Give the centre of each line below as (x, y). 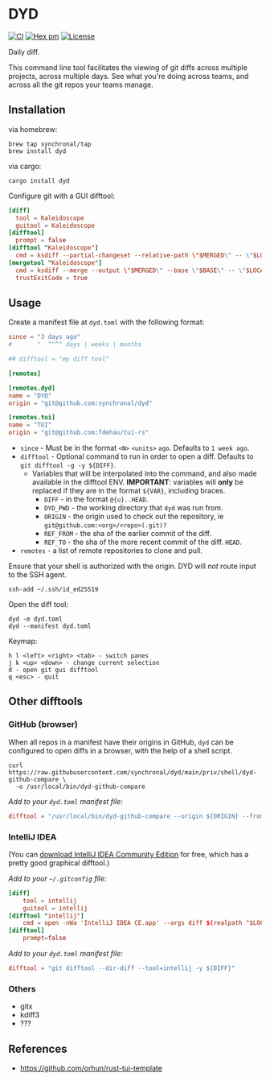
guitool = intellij (55, 908)
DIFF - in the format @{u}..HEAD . (96, 499)
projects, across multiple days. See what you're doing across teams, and (129, 76)
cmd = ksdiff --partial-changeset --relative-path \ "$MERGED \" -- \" (134, 255)
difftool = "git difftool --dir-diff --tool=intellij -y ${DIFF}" (122, 968)
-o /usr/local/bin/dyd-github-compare (81, 786)
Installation (37, 110)
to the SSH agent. (37, 575)
